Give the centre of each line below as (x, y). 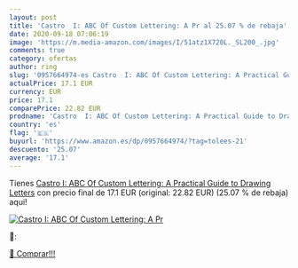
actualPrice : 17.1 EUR (51, 83)
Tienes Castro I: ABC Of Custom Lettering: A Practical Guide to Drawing (140, 183)
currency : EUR (35, 91)
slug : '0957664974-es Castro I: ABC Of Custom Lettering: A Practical (144, 75)
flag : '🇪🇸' (31, 133)
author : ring (33, 67)
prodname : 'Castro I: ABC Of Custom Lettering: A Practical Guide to (142, 116)
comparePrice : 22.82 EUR (55, 108)
